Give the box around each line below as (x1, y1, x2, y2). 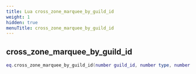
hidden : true (6, 19, 38, 25)
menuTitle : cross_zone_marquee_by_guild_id (6, 25, 114, 31)
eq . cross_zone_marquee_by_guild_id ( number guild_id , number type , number (6, 62, 191, 68)
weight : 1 (6, 14, 31, 20)
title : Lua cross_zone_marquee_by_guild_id (6, 8, 114, 15)
